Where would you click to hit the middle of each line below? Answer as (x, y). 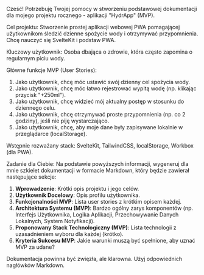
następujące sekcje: (31, 177)
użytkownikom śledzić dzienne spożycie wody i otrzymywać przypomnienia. (102, 34)
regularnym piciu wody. (36, 58)
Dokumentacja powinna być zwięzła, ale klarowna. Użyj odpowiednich (94, 259)
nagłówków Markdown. (36, 265)
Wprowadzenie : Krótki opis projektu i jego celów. (77, 189)
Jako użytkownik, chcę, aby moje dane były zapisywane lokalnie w (99, 127)
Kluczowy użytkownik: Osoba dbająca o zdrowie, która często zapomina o (100, 52)
